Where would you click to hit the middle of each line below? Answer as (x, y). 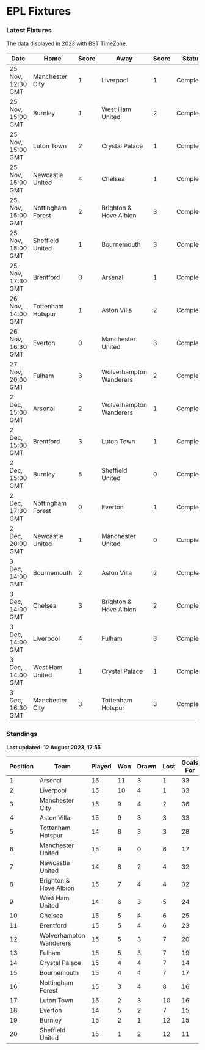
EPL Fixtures (39, 11)
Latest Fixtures (29, 31)
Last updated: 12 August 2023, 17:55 (54, 747)
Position (22, 766)
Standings (22, 734)
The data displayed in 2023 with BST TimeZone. (67, 43)
